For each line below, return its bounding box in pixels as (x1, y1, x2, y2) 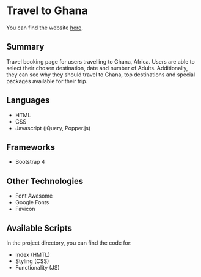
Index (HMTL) (15, 251, 51, 258)
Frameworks (6, 142, 56, 152)
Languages (6, 95, 50, 106)
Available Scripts (6, 223, 72, 233)
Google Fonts (15, 199, 49, 206)
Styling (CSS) (15, 257, 49, 265)
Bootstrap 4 (15, 158, 45, 166)
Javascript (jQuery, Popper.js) (15, 124, 91, 131)
